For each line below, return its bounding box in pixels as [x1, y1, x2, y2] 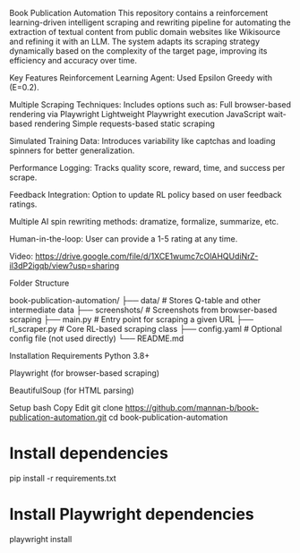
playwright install [9, 533, 73, 544]
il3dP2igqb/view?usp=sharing [9, 260, 120, 271]
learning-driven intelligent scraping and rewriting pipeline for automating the [9, 17, 291, 28]
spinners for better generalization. [9, 145, 135, 156]
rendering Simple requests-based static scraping [34, 118, 215, 129]
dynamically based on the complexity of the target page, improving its [9, 46, 268, 56]
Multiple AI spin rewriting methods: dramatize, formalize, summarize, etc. [9, 217, 279, 226]
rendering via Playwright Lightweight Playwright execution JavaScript [9, 109, 266, 119]
